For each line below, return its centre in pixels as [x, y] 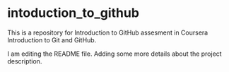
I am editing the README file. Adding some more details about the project [114, 54]
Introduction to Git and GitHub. [52, 40]
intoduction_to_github [74, 13]
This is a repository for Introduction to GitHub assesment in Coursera [108, 32]
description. [25, 61]
